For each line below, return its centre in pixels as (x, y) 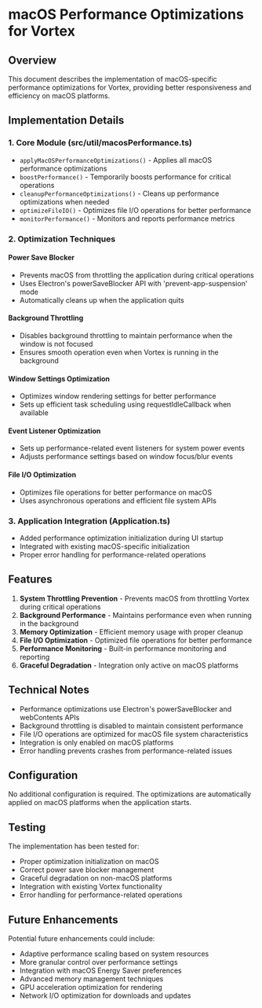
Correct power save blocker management (87, 870)
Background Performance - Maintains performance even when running (136, 615)
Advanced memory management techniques (91, 979)
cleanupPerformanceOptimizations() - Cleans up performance (119, 193)
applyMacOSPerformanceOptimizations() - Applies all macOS (116, 160)
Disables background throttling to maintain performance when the (126, 336)
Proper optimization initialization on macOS (89, 862)
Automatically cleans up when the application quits (102, 300)
